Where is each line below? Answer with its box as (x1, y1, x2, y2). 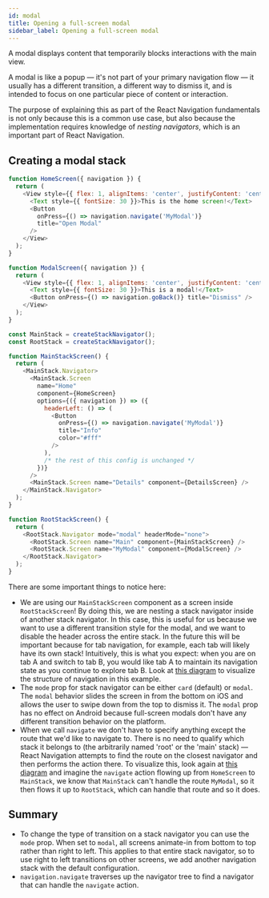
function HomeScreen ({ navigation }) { (8, 175, 142, 183)
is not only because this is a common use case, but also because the (8, 114, 236, 123)
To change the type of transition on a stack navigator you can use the (19, 829, 250, 839)
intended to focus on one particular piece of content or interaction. (8, 90, 228, 99)
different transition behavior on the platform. (19, 716, 167, 726)
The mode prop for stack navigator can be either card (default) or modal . (19, 682, 254, 692)
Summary (8, 808, 58, 821)
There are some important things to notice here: (8, 582, 167, 591)
